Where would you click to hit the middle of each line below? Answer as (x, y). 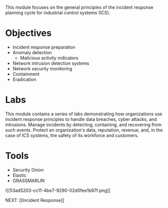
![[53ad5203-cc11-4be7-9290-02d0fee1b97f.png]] (58, 190)
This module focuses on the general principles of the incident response (79, 7)
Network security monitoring (42, 68)
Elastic (19, 175)
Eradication (24, 79)
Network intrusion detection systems (51, 63)
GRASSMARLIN (29, 180)
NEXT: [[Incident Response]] (35, 200)
